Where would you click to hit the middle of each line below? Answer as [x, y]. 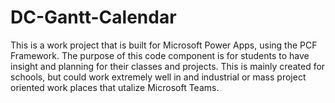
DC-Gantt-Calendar [93, 17]
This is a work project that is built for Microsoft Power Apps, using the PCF [164, 45]
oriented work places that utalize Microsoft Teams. [115, 87]
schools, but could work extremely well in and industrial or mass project [158, 77]
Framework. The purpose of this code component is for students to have [160, 55]
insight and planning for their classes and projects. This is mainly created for [168, 66]
